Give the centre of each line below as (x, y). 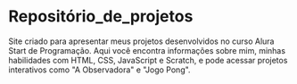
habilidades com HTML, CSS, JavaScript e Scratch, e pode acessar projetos (148, 60)
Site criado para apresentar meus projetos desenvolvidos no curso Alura (141, 41)
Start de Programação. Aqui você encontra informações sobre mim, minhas (147, 50)
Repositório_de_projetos (101, 17)
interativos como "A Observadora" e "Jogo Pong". (99, 70)
